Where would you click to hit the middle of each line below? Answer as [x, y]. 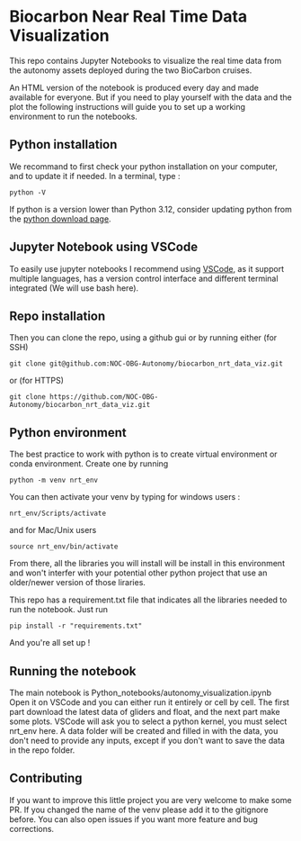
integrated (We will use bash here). [74, 288]
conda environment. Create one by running [89, 464]
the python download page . [60, 219]
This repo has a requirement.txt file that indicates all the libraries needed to [148, 600]
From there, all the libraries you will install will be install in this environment [147, 564]
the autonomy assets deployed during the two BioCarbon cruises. [131, 70]
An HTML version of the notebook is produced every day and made [134, 87]
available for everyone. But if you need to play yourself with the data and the [150, 97]
